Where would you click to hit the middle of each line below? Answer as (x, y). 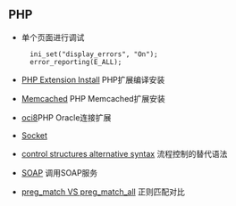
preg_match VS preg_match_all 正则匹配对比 (103, 192)
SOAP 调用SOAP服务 (59, 172)
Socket (34, 135)
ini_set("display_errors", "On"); (94, 54)
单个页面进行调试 (53, 37)
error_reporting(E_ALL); (76, 62)
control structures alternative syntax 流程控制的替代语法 (124, 153)
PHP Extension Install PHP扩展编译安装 (93, 79)
